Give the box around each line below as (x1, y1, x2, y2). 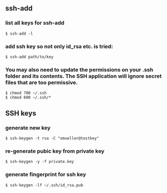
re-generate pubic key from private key (5, 148, 105, 155)
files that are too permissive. (5, 79, 78, 86)
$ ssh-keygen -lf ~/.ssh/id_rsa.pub (5, 182, 83, 188)
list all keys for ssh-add (5, 19, 65, 27)
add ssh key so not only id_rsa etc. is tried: (5, 43, 113, 50)
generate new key (5, 124, 51, 131)
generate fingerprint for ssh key (5, 171, 86, 178)
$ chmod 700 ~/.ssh (5, 90, 47, 96)
